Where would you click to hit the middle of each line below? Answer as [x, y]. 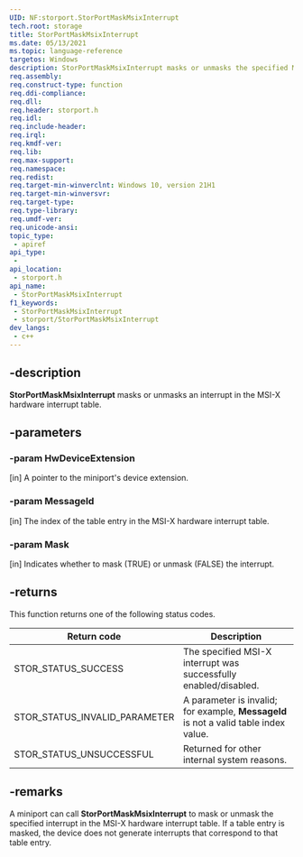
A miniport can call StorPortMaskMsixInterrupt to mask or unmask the [142, 814]
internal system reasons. [235, 760]
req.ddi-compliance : [48, 93]
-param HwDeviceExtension [72, 458]
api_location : [36, 270]
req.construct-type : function [66, 85]
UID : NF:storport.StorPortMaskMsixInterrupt [94, 18]
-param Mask [39, 544]
